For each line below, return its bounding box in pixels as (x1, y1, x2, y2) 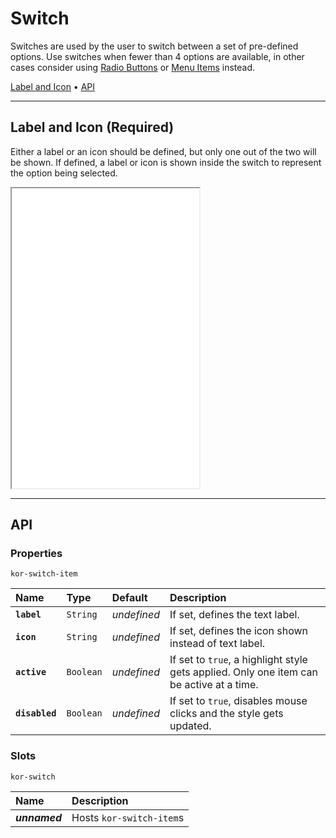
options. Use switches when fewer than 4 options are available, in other (10, 50, 305, 62)
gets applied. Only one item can (169, 665, 318, 679)
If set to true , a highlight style (169, 653, 308, 667)
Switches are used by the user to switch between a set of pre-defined (10, 40, 299, 52)
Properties (10, 547, 63, 561)
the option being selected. (10, 167, 118, 179)
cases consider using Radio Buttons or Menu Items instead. (10, 61, 256, 73)
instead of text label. (169, 637, 266, 651)
